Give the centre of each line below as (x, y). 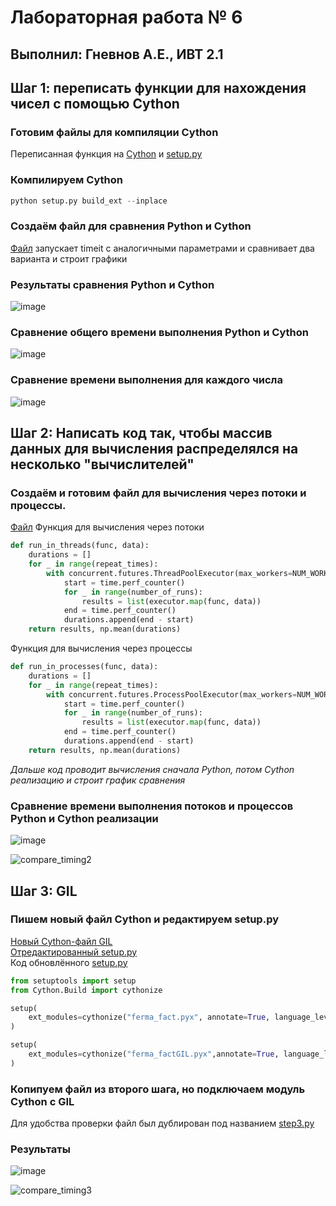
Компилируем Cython (66, 180)
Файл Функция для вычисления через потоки (107, 527)
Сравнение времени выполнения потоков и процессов (152, 806)
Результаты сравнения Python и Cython (112, 284)
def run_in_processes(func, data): (84, 667)
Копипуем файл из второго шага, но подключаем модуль (158, 1089)
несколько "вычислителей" (102, 464)
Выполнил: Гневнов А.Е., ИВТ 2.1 (117, 54)
